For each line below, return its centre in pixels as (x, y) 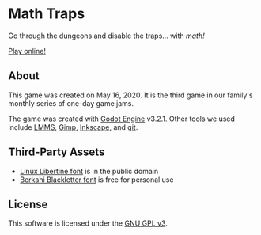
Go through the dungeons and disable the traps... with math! (106, 36)
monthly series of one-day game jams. (71, 103)
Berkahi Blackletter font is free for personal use (96, 180)
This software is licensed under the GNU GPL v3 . (88, 223)
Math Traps (47, 14)
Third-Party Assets (57, 152)
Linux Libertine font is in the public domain (89, 171)
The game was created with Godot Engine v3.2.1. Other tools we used (122, 119)
